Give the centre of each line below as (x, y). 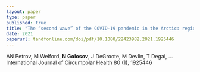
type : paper (21, 17)
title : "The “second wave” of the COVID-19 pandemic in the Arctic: (93, 28)
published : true (26, 23)
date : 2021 (20, 34)
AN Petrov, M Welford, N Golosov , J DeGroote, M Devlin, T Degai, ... (90, 56)
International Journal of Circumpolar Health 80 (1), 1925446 (79, 62)
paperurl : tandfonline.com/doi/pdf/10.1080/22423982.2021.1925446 (90, 39)
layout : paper (24, 12)
